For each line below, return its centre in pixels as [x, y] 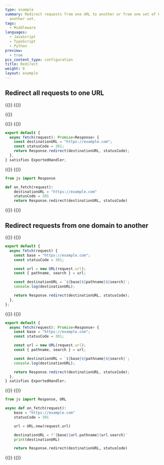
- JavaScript [23, 37]
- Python [18, 46]
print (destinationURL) [37, 440]
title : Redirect [21, 64]
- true [16, 55]
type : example [20, 10]
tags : [10, 23]
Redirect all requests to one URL [55, 93]
